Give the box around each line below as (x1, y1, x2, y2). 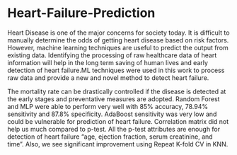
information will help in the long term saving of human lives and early (7, 58, 209, 67)
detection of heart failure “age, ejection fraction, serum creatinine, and (7, 132, 214, 141)
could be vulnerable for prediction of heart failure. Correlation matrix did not (7, 117, 229, 125)
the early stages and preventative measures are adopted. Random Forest (7, 94, 220, 103)
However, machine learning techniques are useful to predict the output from (7, 43, 229, 52)
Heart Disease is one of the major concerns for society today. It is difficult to (7, 28, 230, 37)
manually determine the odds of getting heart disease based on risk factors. (7, 35, 229, 44)
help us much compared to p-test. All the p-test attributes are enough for (7, 125, 221, 133)
